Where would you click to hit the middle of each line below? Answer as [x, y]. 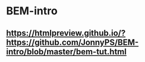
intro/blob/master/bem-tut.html [66, 52]
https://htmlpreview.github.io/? [66, 33]
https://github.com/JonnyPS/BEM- [72, 42]
